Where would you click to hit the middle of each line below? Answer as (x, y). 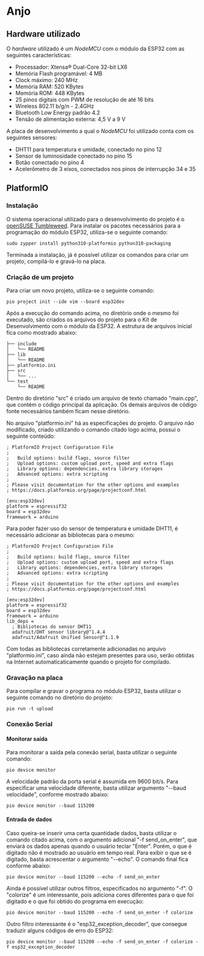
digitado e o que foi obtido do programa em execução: (75, 901)
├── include (21, 344)
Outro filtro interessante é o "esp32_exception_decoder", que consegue (97, 923)
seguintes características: (39, 55)
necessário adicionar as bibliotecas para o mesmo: (70, 535)
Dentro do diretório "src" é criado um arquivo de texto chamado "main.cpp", (102, 398)
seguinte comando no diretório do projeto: (60, 698)
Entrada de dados (29, 819)
